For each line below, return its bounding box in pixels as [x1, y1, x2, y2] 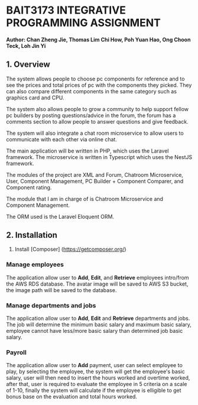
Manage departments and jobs [6, 301, 96, 309]
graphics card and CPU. [6, 94, 64, 101]
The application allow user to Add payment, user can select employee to [6, 362, 183, 369]
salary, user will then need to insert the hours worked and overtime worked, [6, 374, 190, 381]
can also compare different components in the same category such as [6, 88, 177, 95]
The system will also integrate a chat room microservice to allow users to [6, 129, 184, 137]
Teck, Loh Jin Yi [6, 42, 46, 49]
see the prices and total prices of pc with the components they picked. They [6, 81, 192, 89]
